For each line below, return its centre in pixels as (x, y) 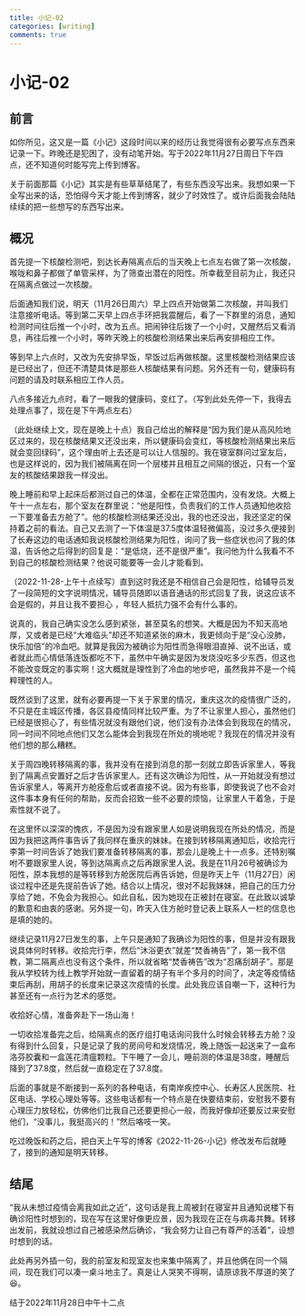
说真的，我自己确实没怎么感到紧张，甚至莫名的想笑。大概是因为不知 (137, 624)
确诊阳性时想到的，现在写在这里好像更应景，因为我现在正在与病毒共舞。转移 (152, 1218)
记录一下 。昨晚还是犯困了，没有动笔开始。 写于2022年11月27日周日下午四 (147, 153)
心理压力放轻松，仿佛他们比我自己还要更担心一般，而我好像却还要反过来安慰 (152, 1110)
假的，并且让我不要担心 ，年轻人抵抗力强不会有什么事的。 (133, 604)
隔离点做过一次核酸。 (57, 285)
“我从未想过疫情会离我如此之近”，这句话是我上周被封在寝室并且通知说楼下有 (152, 1207)
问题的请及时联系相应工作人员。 (69, 380)
